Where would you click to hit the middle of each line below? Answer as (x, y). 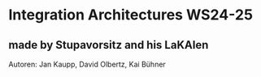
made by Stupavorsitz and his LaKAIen (109, 45)
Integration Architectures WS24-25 (131, 15)
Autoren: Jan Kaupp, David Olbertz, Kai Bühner (87, 64)
